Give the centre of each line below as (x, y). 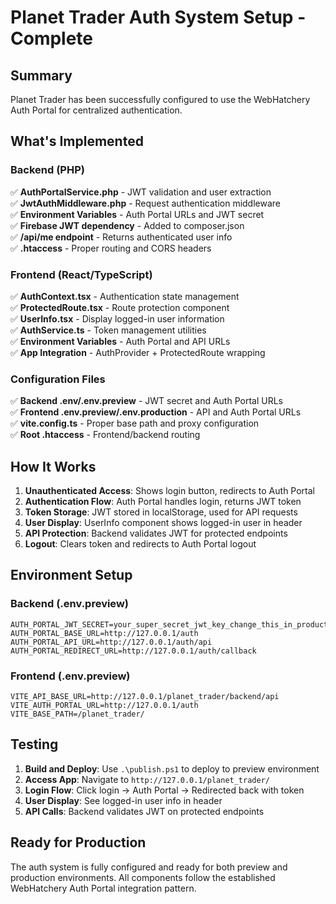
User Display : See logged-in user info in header (123, 800)
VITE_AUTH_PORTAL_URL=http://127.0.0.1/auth (104, 706)
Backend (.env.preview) (69, 604)
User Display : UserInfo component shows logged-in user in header (163, 523)
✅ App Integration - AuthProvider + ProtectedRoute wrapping (138, 352)
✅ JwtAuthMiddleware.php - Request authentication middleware (146, 203)
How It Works (53, 466)
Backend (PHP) (47, 170)
